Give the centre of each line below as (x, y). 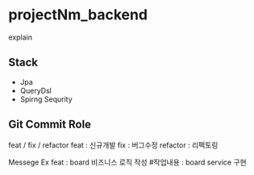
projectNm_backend (78, 15)
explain (20, 37)
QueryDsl (36, 90)
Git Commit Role (50, 125)
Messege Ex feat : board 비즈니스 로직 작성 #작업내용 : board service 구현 (128, 162)
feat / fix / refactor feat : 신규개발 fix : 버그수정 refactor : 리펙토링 (113, 145)
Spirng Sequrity (46, 99)
